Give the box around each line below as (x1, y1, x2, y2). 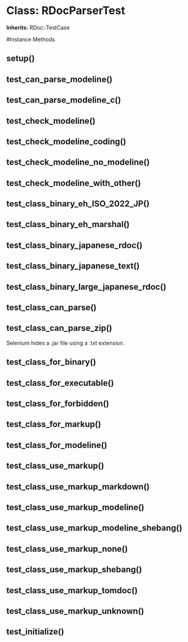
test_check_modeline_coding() (6, 136, 126, 146)
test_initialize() (6, 627, 65, 637)
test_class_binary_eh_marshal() (6, 219, 130, 229)
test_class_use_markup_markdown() (6, 482, 150, 492)
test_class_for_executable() (6, 378, 114, 388)
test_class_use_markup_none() (6, 544, 128, 554)
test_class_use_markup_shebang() (6, 564, 142, 575)
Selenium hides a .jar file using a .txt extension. (6, 339, 125, 347)
